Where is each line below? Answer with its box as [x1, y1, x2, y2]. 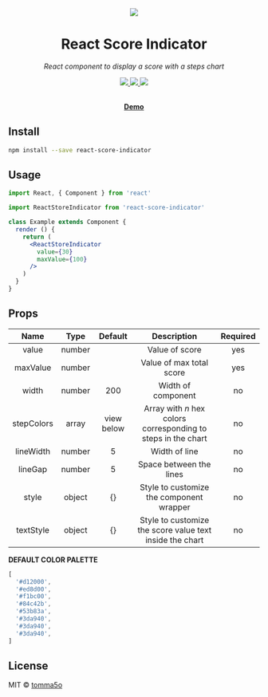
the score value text [137, 524, 212, 535]
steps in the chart [142, 432, 207, 443]
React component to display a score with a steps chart [43, 61, 225, 71]
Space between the [138, 459, 211, 470]
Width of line [150, 446, 199, 457]
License [8, 659, 49, 672]
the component [146, 491, 203, 502]
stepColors [12, 418, 53, 429]
